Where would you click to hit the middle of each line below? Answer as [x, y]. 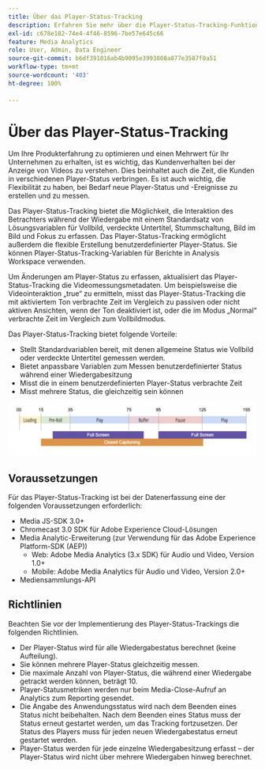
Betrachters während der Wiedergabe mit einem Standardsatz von [116, 220]
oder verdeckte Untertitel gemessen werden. [92, 358]
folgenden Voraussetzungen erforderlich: [75, 506]
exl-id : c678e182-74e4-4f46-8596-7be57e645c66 [86, 33]
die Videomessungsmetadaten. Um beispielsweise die [149, 286]
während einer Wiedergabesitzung [76, 375]
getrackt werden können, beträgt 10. [78, 681]
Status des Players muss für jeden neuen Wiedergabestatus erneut [129, 731]
